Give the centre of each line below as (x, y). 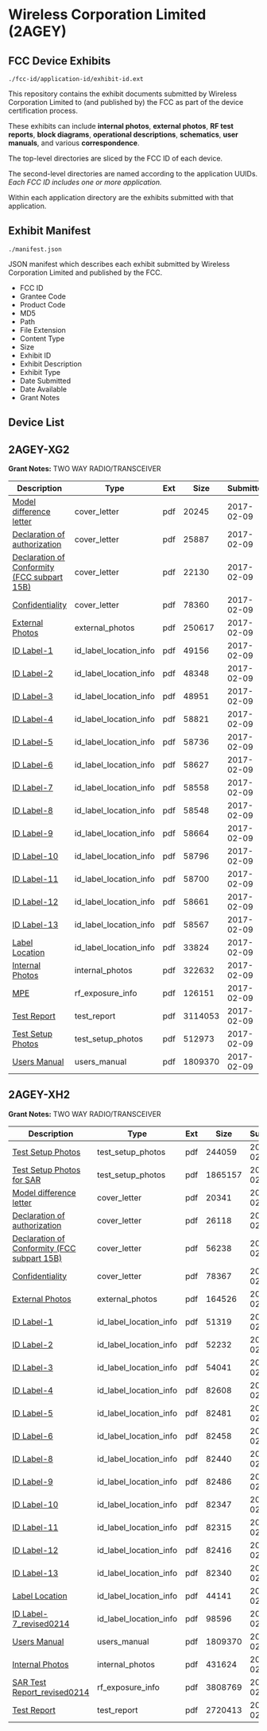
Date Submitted (45, 381)
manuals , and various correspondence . (74, 143)
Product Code (43, 304)
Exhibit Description (50, 364)
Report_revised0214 (51, 1692)
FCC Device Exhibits (60, 61)
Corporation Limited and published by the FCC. (85, 272)
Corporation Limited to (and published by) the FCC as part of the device (126, 102)
